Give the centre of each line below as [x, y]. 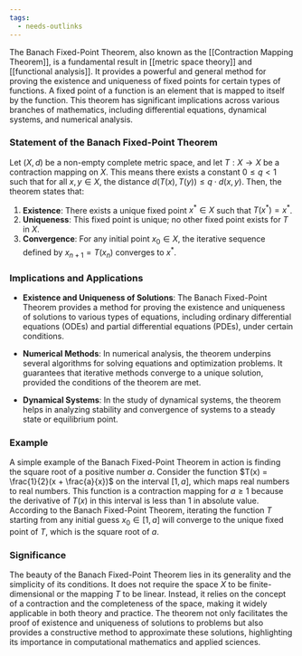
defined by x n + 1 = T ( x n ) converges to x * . [99, 252]
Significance [38, 556]
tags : [19, 18]
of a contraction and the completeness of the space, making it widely [138, 604]
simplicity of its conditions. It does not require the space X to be [128, 585]
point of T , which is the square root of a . [85, 532]
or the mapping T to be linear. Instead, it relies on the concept [171, 594]
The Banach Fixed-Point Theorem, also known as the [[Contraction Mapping [151, 52]
